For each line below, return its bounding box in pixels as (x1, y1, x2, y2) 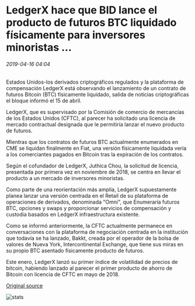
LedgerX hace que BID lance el (6, 4, 158, 17)
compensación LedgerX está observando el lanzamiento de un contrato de (6, 85, 186, 92)
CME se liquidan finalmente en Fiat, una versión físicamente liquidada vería (6, 145, 187, 152)
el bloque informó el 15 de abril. (6, 97, 82, 104)
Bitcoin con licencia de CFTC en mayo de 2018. (6, 271, 120, 278)
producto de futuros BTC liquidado (6, 16, 177, 29)
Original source (6, 282, 43, 290)
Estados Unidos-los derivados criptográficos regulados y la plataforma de (6, 78, 184, 85)
